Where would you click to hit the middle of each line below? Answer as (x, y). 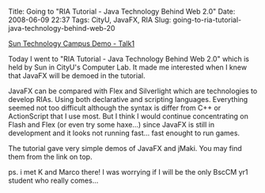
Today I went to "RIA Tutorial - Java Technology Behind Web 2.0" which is (129, 59)
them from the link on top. (50, 157)
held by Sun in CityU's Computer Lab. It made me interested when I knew (128, 67)
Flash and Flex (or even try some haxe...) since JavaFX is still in (112, 125)
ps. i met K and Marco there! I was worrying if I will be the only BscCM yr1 (128, 172)
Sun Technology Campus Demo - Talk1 (72, 44)
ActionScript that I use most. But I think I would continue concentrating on (129, 116)
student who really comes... (53, 180)
